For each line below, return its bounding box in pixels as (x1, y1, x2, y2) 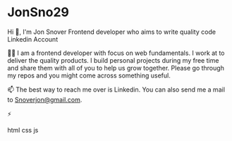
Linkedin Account (7, 35, 59, 43)
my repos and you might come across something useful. (7, 71, 171, 80)
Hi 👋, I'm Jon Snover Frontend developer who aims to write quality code (7, 27, 216, 36)
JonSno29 (7, 4, 69, 20)
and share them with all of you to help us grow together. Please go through (7, 63, 224, 72)
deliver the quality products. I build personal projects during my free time (7, 56, 219, 64)
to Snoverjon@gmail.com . (7, 95, 83, 104)
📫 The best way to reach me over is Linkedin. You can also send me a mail (7, 85, 226, 94)
